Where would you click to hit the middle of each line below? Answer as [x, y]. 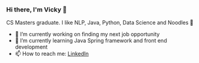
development [31, 47]
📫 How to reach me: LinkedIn [52, 54]
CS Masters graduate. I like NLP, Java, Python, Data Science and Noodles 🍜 [100, 23]
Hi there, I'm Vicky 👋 [37, 10]
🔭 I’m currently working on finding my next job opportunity [87, 34]
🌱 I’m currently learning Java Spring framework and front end [91, 41]
